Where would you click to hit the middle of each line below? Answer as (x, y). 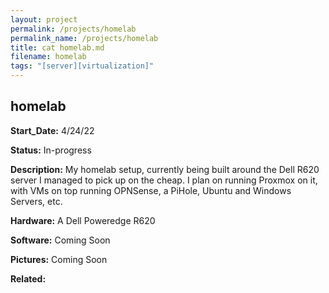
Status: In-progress (51, 150)
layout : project (44, 19)
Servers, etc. (36, 201)
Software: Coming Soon (60, 240)
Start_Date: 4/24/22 (52, 130)
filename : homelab (48, 57)
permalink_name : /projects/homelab (84, 38)
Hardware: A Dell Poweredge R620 (83, 220)
